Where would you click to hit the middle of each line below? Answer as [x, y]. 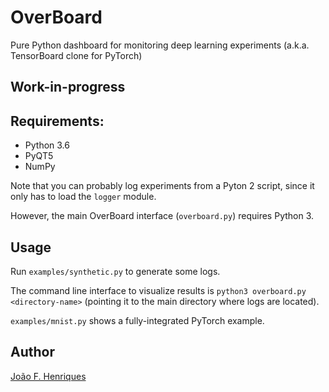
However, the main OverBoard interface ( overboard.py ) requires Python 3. [162, 216]
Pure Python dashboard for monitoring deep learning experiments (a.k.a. [160, 45]
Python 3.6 [47, 145]
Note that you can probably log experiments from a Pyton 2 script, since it [162, 186]
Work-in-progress [68, 87]
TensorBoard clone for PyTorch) [76, 55]
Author [32, 352]
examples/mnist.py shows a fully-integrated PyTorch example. [137, 320]
